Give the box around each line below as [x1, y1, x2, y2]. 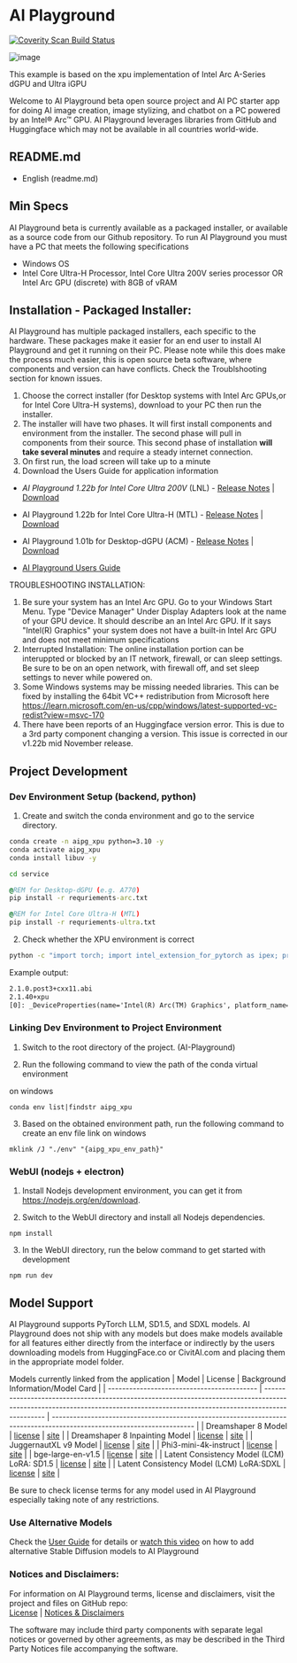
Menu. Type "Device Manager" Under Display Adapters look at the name [21, 606, 287, 617]
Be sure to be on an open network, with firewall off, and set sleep [21, 663, 260, 673]
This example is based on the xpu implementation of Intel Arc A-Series [9, 68, 266, 80]
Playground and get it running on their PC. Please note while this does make [9, 345, 286, 355]
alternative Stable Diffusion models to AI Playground [9, 1546, 199, 1557]
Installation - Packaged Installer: [9, 302, 192, 317]
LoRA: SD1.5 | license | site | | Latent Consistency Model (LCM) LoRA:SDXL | [9, 1458, 286, 1469]
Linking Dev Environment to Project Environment [9, 1022, 223, 1034]
